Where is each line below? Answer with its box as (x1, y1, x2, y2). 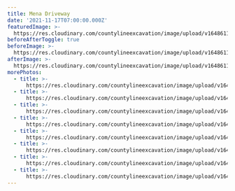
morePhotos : (7, 69, 42, 76)
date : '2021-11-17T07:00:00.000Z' (7, 17, 108, 24)
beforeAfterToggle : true (7, 36, 80, 43)
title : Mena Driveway (7, 10, 71, 17)
